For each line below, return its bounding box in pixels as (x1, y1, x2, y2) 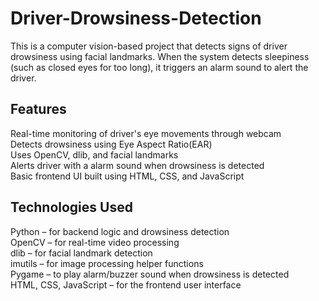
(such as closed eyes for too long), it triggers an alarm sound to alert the (10, 61, 309, 73)
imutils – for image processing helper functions (10, 257, 204, 269)
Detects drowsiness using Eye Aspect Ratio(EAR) (10, 138, 213, 150)
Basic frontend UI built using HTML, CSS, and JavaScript (10, 170, 245, 182)
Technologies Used (10, 199, 133, 216)
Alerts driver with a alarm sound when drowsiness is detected (10, 159, 265, 171)
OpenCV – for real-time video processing (10, 236, 180, 248)
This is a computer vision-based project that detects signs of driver (10, 40, 288, 52)
